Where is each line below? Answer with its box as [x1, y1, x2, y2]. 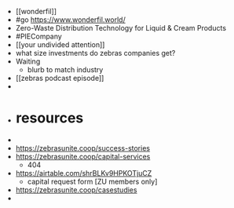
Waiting [15, 57, 41, 66]
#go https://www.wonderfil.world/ [15, 15, 126, 24]
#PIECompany [15, 31, 63, 41]
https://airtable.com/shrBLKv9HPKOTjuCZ [15, 168, 152, 177]
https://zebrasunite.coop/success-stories [15, 143, 151, 152]
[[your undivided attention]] [15, 40, 105, 49]
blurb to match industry [27, 65, 104, 74]
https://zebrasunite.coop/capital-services [15, 151, 151, 161]
